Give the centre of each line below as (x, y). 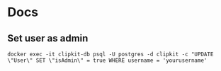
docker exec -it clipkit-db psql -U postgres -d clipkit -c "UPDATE (110, 54)
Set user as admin (48, 38)
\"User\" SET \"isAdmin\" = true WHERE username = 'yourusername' (107, 60)
